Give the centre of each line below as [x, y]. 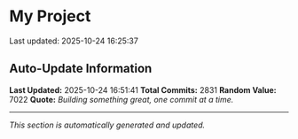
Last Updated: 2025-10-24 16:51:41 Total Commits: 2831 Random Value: [143, 89]
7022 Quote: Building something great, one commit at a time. [122, 99]
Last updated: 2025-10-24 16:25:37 [74, 41]
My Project [50, 16]
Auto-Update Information [81, 69]
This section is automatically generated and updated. [107, 125]
